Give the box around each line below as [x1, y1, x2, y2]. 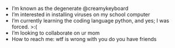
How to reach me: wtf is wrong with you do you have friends [11, 36, 157, 42]
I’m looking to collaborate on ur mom [11, 29, 100, 36]
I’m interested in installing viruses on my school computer [11, 11, 150, 18]
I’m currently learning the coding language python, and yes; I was [11, 17, 169, 24]
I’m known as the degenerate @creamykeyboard [11, 5, 129, 12]
